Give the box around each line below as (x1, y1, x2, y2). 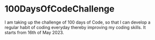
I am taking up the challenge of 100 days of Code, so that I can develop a (4, 19, 151, 25)
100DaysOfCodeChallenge (4, 3, 115, 14)
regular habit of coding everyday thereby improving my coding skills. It (4, 24, 146, 30)
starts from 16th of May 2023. (4, 29, 64, 35)
